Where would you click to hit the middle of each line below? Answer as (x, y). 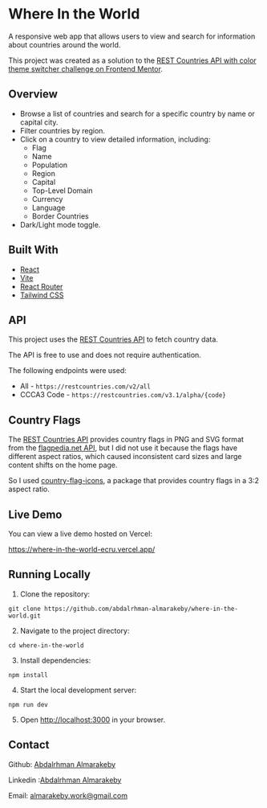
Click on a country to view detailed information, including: (115, 139)
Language (49, 207)
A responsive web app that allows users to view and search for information (132, 36)
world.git (25, 616)
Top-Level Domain (63, 191)
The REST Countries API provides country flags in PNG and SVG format (126, 440)
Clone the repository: (55, 594)
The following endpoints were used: (67, 371)
